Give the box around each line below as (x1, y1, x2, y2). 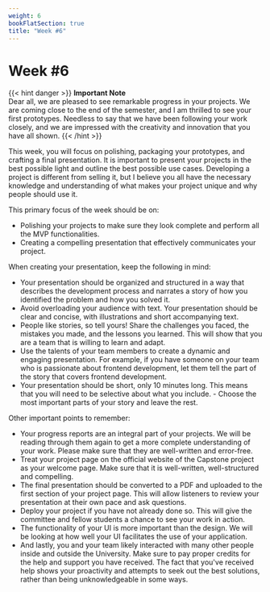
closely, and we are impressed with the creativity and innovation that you (8, 123, 251, 132)
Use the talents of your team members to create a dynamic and (19, 346, 231, 356)
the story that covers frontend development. (19, 372, 168, 381)
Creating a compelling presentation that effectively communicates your (19, 238, 256, 248)
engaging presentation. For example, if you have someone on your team (19, 355, 260, 365)
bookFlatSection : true (8, 19, 85, 27)
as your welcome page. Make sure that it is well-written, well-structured (19, 463, 260, 473)
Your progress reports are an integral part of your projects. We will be (19, 429, 251, 439)
